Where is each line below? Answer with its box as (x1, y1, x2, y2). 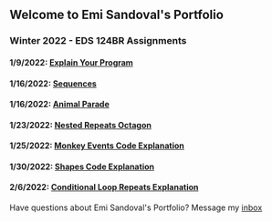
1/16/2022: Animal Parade (9, 99, 110, 110)
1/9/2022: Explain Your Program (9, 56, 134, 67)
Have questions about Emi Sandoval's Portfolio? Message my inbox (9, 202, 263, 213)
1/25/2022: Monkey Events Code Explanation (9, 140, 185, 151)
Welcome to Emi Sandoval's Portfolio (9, 7, 224, 23)
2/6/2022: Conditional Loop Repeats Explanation (9, 182, 199, 193)
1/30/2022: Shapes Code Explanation (9, 161, 155, 172)
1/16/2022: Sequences (9, 77, 98, 89)
